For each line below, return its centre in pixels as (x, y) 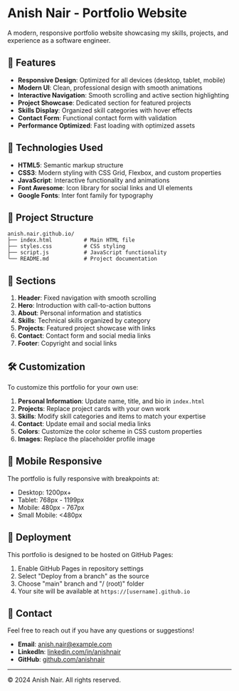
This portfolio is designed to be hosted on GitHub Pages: (90, 554)
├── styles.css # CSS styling (67, 246)
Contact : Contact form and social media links (84, 336)
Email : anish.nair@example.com (65, 644)
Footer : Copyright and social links (67, 343)
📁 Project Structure (51, 218)
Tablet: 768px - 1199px (51, 499)
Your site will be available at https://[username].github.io (104, 591)
